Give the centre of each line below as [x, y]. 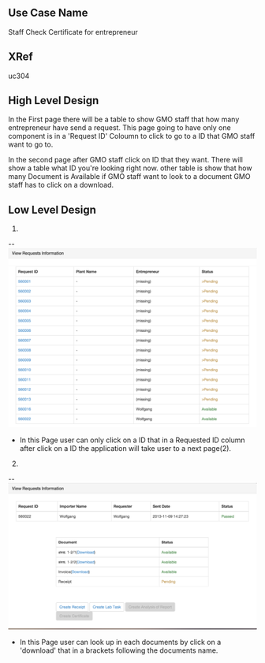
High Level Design [54, 101]
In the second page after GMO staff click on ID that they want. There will [125, 160]
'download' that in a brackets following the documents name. [119, 650]
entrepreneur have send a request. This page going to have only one [119, 128]
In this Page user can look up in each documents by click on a [120, 643]
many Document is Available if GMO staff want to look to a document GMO [129, 177]
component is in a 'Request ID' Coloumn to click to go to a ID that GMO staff [132, 136]
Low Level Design [52, 209]
